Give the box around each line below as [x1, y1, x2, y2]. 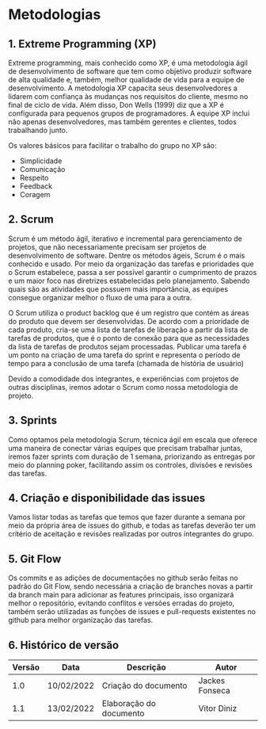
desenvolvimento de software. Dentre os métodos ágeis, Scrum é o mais [8, 250, 245, 260]
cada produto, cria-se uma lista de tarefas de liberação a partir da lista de [8, 325, 249, 334]
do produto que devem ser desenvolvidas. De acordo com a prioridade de [8, 316, 249, 326]
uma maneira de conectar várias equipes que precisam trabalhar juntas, [8, 443, 243, 452]
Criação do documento [101, 680, 188, 691]
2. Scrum [8, 212, 54, 227]
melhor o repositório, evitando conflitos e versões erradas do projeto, [8, 598, 235, 608]
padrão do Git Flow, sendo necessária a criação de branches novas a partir [8, 582, 253, 591]
